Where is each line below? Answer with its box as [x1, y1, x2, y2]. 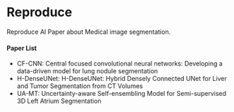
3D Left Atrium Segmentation [16, 97, 101, 106]
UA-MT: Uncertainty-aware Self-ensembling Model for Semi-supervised [16, 89, 227, 98]
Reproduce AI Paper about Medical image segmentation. [6, 27, 171, 36]
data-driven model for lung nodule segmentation [16, 67, 159, 75]
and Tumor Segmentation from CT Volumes [16, 82, 143, 90]
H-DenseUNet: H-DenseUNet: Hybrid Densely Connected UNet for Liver [16, 75, 227, 83]
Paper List [6, 44, 37, 52]
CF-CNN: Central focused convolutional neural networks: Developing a [16, 59, 223, 68]
